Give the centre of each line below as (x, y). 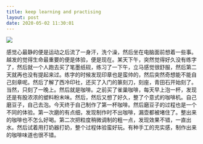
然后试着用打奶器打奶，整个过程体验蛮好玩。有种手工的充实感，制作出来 (107, 128)
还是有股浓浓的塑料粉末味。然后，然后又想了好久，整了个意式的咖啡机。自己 (101, 98)
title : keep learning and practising (54, 12)
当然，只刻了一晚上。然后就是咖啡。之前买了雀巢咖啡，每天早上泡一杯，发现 (101, 90)
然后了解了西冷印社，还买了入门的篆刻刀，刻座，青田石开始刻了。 (114, 83)
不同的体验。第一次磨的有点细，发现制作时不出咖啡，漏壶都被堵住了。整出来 (101, 113)
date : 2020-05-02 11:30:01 (40, 23)
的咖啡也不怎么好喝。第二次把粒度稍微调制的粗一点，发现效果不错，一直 (96, 120)
